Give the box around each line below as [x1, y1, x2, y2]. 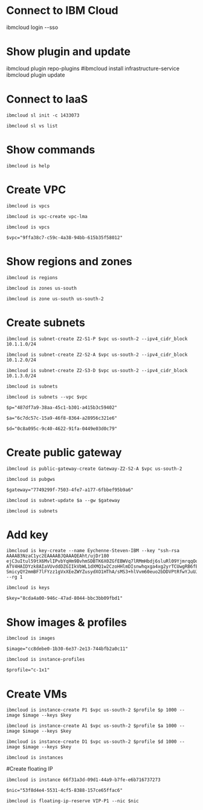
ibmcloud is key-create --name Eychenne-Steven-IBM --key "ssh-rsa [6, 548, 180, 554]
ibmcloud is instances [6, 754, 63, 761]
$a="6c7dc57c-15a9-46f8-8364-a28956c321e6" [6, 415, 118, 421]
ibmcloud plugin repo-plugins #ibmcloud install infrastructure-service [6, 65, 180, 72]
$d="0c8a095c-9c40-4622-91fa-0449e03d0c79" [6, 425, 118, 432]
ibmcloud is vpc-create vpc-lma [6, 213, 88, 219]
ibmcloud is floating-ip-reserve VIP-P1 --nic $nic [6, 798, 139, 804]
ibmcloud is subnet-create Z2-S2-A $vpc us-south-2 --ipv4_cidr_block [6, 352, 188, 358]
